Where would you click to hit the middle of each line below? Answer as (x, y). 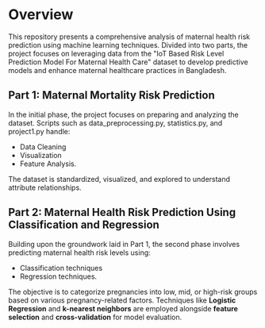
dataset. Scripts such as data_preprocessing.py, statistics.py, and (115, 123)
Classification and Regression (84, 225)
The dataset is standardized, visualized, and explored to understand (119, 179)
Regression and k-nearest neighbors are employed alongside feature (123, 308)
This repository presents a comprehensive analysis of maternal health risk (129, 37)
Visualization (40, 155)
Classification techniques (61, 268)
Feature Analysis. (48, 164)
